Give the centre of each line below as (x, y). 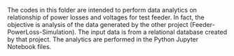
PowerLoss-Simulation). (42, 32)
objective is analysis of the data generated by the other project (98, 25)
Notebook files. (29, 47)
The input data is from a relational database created (153, 32)
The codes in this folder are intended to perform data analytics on (102, 10)
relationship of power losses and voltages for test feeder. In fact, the (106, 17)
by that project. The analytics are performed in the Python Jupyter (103, 39)
